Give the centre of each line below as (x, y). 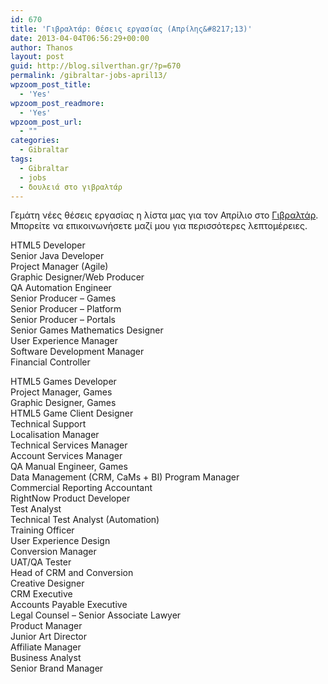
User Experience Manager (64, 341)
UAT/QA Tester (41, 562)
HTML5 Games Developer (63, 382)
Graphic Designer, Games (63, 403)
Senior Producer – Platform (66, 309)
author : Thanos (42, 47)
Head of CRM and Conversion (72, 573)
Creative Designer (47, 583)
